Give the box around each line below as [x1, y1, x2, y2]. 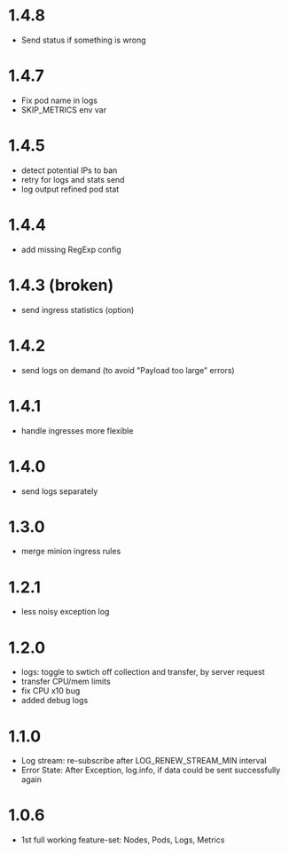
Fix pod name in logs [20, 95, 98, 106]
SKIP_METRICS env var [20, 104, 107, 115]
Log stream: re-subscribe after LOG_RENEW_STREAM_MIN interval [20, 756, 267, 766]
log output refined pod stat [20, 184, 120, 194]
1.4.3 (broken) [8, 275, 114, 295]
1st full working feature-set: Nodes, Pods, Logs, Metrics [20, 834, 225, 845]
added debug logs [20, 695, 89, 706]
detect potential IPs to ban [20, 165, 118, 176]
